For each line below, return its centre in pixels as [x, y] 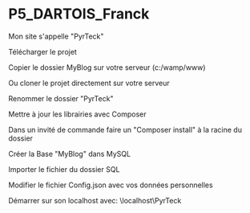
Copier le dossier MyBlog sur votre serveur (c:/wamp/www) [107, 67]
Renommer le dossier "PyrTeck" [61, 98]
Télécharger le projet [43, 51]
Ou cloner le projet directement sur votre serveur [89, 83]
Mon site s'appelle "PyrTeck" [56, 36]
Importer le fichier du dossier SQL [64, 169]
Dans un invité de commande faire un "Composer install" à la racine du [125, 129]
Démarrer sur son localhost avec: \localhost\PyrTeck [95, 200]
